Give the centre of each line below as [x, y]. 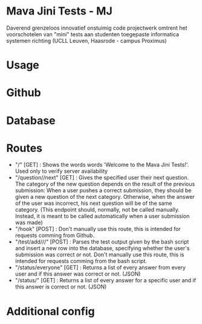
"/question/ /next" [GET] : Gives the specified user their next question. [102, 178]
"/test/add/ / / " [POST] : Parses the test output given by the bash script [102, 242]
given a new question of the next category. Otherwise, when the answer [105, 197]
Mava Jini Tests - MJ [60, 11]
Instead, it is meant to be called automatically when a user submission [102, 216]
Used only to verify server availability [61, 171]
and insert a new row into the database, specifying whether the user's [102, 248]
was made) [29, 222]
